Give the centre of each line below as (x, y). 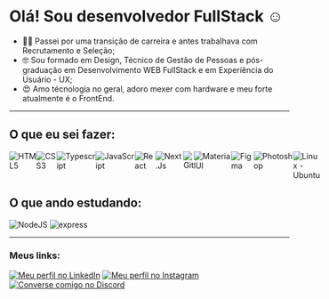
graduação (42, 69)
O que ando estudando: (76, 203)
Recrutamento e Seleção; (68, 50)
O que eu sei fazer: (62, 135)
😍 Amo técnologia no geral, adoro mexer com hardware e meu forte (147, 89)
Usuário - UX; (47, 79)
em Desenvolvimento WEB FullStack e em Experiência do (169, 69)
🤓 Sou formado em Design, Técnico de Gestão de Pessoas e (133, 60)
